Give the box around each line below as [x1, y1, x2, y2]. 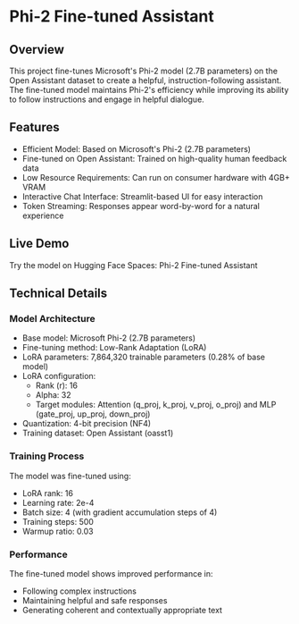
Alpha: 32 [35, 390, 71, 401]
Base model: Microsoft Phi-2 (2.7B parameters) [21, 333, 196, 343]
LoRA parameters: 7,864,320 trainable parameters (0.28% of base [21, 351, 266, 363]
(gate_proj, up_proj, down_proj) [35, 409, 151, 419]
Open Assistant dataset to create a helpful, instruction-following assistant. [9, 75, 282, 86]
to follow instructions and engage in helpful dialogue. [9, 94, 205, 105]
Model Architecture [9, 312, 96, 325]
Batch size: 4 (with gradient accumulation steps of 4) [21, 507, 218, 518]
